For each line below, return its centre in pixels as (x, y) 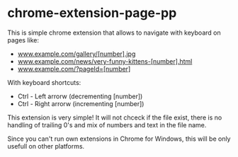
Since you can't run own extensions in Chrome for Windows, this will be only (119, 139)
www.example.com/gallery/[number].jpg (76, 54)
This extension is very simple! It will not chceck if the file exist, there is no (115, 117)
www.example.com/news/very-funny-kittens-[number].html (105, 61)
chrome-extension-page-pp (92, 13)
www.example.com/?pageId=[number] (74, 69)
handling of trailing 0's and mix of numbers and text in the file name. (107, 124)
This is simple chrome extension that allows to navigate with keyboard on (114, 33)
